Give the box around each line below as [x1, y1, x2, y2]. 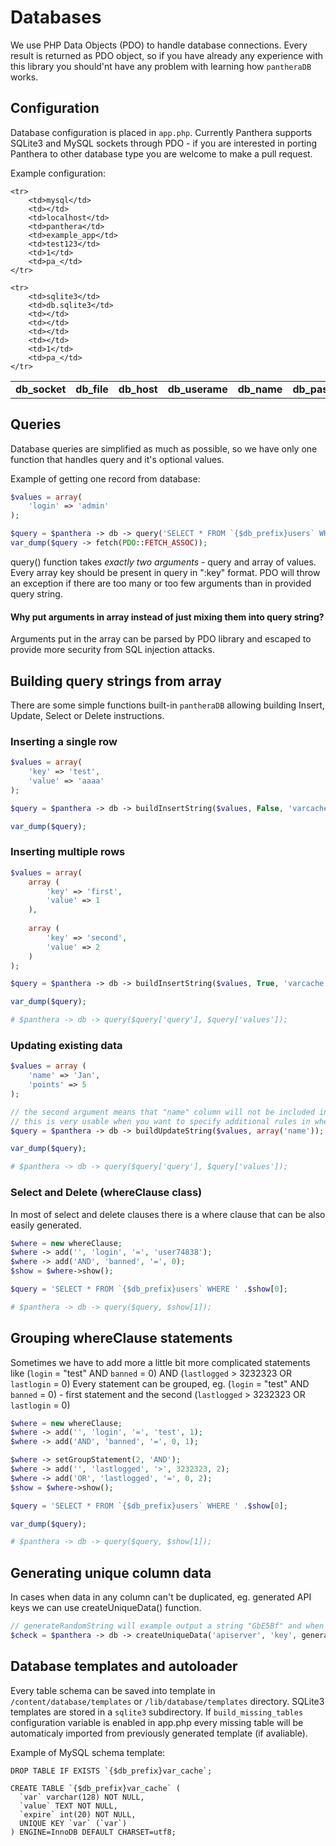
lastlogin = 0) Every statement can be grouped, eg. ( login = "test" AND [10, 1377, 310, 1390]
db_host [118, 382, 158, 396]
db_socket [15, 382, 67, 396]
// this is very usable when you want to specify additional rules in [10, 1116, 311, 1126]
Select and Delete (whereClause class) [10, 1186, 203, 1200]
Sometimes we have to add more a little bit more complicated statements [10, 1356, 311, 1368]
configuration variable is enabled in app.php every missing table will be [10, 1716, 304, 1728]
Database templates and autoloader [10, 1658, 238, 1675]
